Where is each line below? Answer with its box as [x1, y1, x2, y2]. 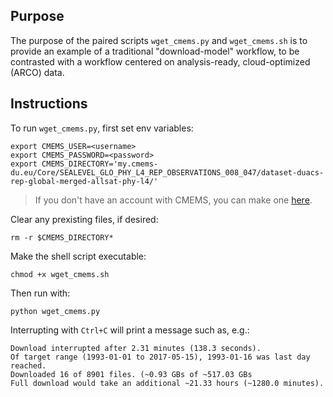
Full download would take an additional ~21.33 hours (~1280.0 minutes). [10, 378, 325, 388]
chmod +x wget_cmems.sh [10, 269, 110, 279]
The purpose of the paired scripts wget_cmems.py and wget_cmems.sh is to [10, 34, 308, 46]
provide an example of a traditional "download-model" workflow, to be [10, 45, 300, 57]
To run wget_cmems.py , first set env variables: [10, 122, 194, 134]
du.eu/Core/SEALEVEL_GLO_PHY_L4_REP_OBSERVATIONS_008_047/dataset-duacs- [10, 167, 325, 178]
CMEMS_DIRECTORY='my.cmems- [41, 159, 159, 169]
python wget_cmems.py [10, 306, 101, 316]
